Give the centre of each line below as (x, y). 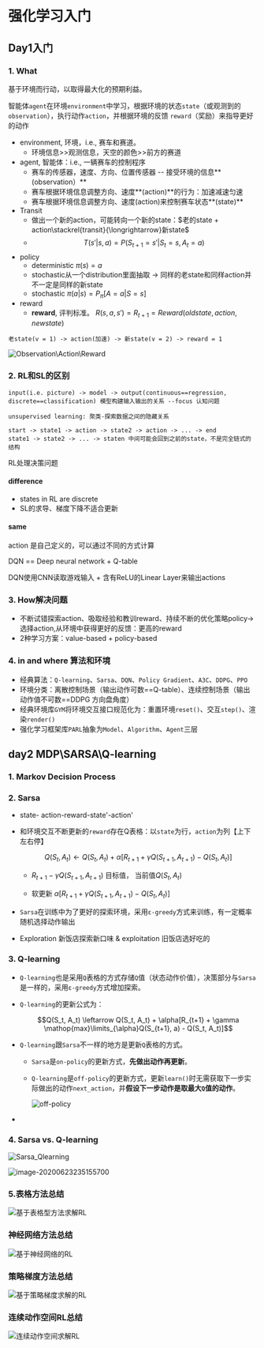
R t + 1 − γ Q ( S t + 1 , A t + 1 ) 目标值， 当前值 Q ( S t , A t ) (107, 876)
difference (26, 481)
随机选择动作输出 (47, 921)
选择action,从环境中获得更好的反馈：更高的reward (101, 628)
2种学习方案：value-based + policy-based (88, 638)
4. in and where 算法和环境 (59, 661)
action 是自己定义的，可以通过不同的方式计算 (82, 545)
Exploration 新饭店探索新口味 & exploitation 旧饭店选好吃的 (115, 938)
